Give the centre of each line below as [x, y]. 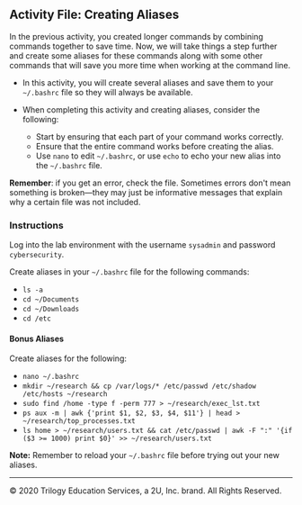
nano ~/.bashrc [51, 377]
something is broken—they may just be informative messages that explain [146, 192]
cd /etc [36, 319]
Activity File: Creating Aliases [94, 15]
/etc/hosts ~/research [65, 394]
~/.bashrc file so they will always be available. [107, 92]
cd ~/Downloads [51, 310]
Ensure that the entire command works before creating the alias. [155, 146]
